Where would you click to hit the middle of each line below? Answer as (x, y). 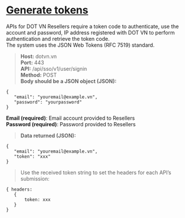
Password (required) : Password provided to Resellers (71, 124)
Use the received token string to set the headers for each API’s (96, 172)
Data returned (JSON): (48, 136)
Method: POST (39, 75)
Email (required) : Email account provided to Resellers (71, 118)
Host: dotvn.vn (39, 56)
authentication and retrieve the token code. (58, 39)
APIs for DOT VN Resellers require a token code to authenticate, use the (92, 26)
